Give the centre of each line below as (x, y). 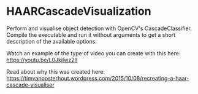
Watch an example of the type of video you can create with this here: (93, 53)
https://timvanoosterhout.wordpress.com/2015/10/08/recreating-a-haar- (98, 78)
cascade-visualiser (30, 85)
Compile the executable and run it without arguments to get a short (91, 34)
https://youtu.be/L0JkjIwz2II (42, 60)
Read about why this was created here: (56, 71)
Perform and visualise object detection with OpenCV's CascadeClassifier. (99, 28)
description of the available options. (51, 41)
